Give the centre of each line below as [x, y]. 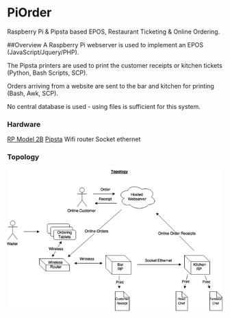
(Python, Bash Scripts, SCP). [47, 73]
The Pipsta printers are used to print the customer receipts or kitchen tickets [115, 65]
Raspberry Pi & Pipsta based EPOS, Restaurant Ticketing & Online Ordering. [114, 32]
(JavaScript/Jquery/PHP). [43, 52]
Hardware [24, 124]
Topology [23, 157]
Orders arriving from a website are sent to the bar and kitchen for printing [111, 86]
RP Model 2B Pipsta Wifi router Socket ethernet [74, 139]
